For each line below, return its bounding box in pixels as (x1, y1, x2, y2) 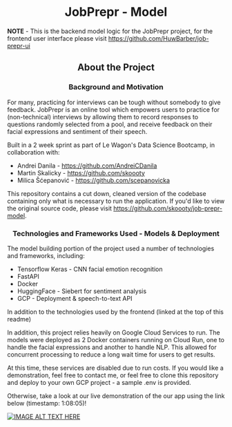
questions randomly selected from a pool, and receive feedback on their (7, 120, 213, 128)
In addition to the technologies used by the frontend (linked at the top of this (7, 308, 224, 316)
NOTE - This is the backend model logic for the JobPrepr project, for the (7, 27, 213, 35)
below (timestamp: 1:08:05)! (7, 399, 87, 407)
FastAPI (17, 272, 39, 280)
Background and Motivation (68, 82, 164, 92)
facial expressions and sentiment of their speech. (7, 127, 148, 135)
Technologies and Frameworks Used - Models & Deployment (12, 228, 220, 238)
